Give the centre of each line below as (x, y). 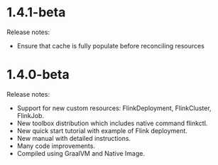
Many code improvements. (56, 146)
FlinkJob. (30, 115)
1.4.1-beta (36, 12)
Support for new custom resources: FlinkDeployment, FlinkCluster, (114, 108)
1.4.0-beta (38, 75)
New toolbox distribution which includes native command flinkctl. (112, 123)
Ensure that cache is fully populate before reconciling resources (111, 46)
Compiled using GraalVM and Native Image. (81, 153)
